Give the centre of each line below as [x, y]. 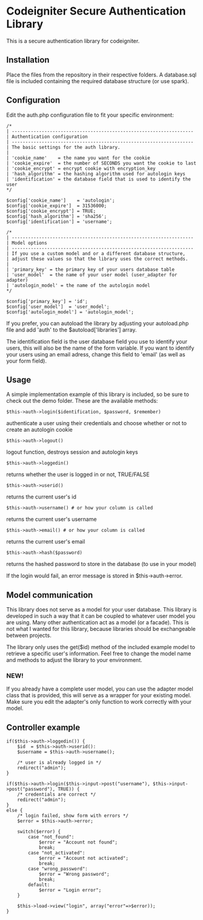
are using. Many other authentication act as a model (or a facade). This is [98, 622]
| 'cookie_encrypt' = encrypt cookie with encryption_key [81, 168]
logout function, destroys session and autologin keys [72, 452]
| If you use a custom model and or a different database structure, [96, 253]
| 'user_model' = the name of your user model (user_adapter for [92, 274]
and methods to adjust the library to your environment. [74, 660]
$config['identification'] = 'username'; [59, 222]
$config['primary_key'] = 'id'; [47, 301]
